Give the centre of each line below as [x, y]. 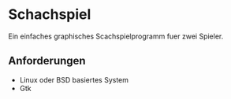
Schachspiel [50, 15]
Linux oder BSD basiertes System [74, 79]
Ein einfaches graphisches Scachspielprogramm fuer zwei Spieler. [116, 36]
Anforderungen [47, 61]
